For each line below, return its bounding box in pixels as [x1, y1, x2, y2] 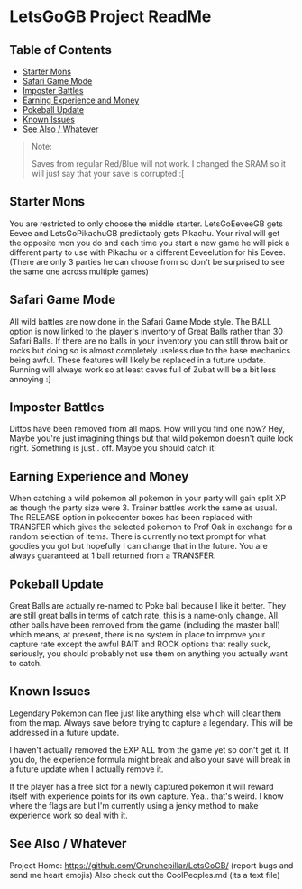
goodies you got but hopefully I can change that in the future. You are [9, 541, 268, 552]
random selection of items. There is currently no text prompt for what [9, 531, 267, 542]
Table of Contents [9, 42, 113, 58]
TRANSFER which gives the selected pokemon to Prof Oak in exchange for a [9, 521, 293, 533]
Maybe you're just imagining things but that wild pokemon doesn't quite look [9, 433, 294, 444]
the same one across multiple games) [9, 266, 149, 277]
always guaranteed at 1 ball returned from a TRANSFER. [9, 550, 216, 561]
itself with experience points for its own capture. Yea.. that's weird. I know [9, 791, 284, 802]
